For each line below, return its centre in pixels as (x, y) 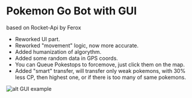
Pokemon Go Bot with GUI (72, 11)
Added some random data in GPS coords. (67, 58)
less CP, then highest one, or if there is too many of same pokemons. (101, 77)
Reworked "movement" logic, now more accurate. (77, 45)
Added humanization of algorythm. (58, 51)
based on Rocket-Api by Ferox (44, 27)
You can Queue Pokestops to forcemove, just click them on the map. (100, 65)
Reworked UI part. (37, 39)
